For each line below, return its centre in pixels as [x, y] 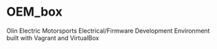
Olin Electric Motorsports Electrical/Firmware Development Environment [108, 31]
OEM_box [34, 12]
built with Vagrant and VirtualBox [53, 37]
